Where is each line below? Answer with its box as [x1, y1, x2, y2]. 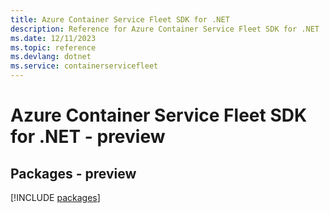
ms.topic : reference [10, 42, 97, 53]
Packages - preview [10, 165, 137, 182]
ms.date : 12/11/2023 [10, 33, 97, 43]
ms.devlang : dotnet [10, 52, 92, 62]
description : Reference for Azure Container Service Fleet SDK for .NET [10, 24, 320, 34]
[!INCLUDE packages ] [10, 192, 101, 203]
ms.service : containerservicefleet [10, 61, 159, 71]
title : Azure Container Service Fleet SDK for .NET [10, 14, 230, 25]
